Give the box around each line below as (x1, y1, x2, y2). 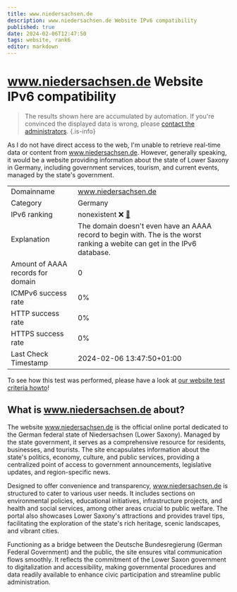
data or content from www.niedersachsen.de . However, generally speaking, (7, 148, 227, 156)
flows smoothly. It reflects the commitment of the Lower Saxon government (7, 555, 227, 564)
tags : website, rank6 (7, 37, 71, 44)
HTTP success (11, 308, 60, 318)
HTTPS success (11, 328, 64, 338)
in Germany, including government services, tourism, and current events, (7, 163, 220, 172)
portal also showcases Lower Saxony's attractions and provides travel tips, (7, 511, 225, 520)
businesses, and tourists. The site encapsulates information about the (7, 445, 210, 454)
